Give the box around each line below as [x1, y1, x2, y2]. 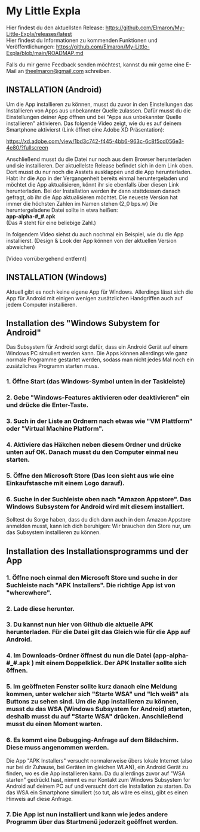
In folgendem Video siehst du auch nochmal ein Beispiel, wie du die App [6, 230, 184, 237]
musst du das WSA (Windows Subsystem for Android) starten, [6, 705, 192, 713]
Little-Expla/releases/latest [6, 30, 72, 37]
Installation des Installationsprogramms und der [6, 546, 189, 556]
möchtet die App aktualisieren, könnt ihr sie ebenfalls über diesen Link [6, 181, 179, 188]
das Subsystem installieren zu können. [6, 529, 101, 536]
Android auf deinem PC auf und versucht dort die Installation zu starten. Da [6, 782, 192, 790]
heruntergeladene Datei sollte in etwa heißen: [6, 206, 118, 214]
